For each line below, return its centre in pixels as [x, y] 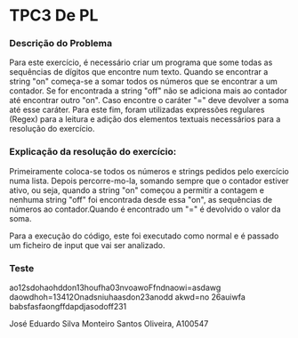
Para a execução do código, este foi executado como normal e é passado [144, 236]
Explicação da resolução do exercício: [93, 152]
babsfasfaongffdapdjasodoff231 [68, 307]
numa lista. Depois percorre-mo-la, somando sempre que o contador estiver [149, 181]
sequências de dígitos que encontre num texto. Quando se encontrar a [139, 72]
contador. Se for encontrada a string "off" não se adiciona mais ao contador [148, 91]
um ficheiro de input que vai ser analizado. [88, 245]
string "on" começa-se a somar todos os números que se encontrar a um [144, 82]
